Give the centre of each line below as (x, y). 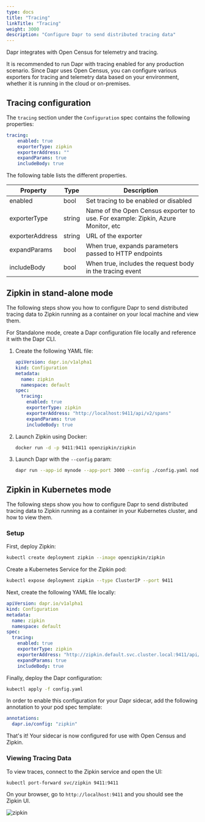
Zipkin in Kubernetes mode (59, 489)
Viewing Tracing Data (39, 758)
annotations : (23, 719)
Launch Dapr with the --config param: (63, 459)
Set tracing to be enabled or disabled (139, 201)
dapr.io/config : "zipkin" (45, 724)
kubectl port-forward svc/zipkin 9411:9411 (63, 783)
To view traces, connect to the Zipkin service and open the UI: (85, 771)
